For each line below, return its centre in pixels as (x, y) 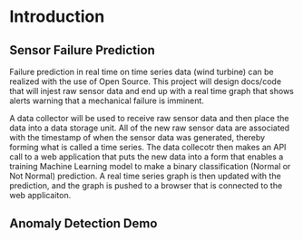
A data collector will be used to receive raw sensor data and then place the (149, 118)
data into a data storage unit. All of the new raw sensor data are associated (150, 128)
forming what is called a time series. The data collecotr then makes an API (148, 147)
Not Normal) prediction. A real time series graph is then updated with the (145, 176)
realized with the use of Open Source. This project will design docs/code (146, 82)
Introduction (57, 17)
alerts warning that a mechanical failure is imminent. (107, 101)
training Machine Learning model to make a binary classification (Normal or (150, 166)
